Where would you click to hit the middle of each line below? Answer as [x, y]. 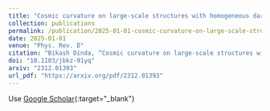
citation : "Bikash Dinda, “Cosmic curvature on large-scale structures [131, 53]
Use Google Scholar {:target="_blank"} [72, 98]
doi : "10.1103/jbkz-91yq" [51, 61]
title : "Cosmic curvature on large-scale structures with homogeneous [129, 16]
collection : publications [51, 23]
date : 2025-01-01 [37, 38]
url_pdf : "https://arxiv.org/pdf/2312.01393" [86, 76]
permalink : [27, 31]
